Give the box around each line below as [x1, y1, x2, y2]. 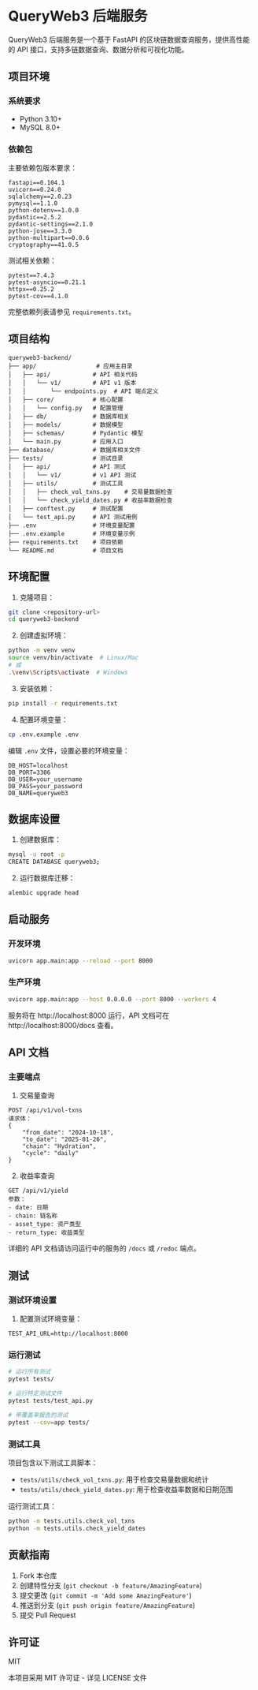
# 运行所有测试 [8, 1368, 51, 1376]
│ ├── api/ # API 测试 [8, 462, 126, 470]
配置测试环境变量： [19, 1314, 83, 1324]
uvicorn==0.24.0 [8, 185, 61, 193]
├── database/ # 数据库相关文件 [8, 446, 142, 454]
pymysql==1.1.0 [8, 199, 58, 208]
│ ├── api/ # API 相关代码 [8, 370, 138, 379]
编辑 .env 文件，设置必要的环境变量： [8, 746, 130, 755]
